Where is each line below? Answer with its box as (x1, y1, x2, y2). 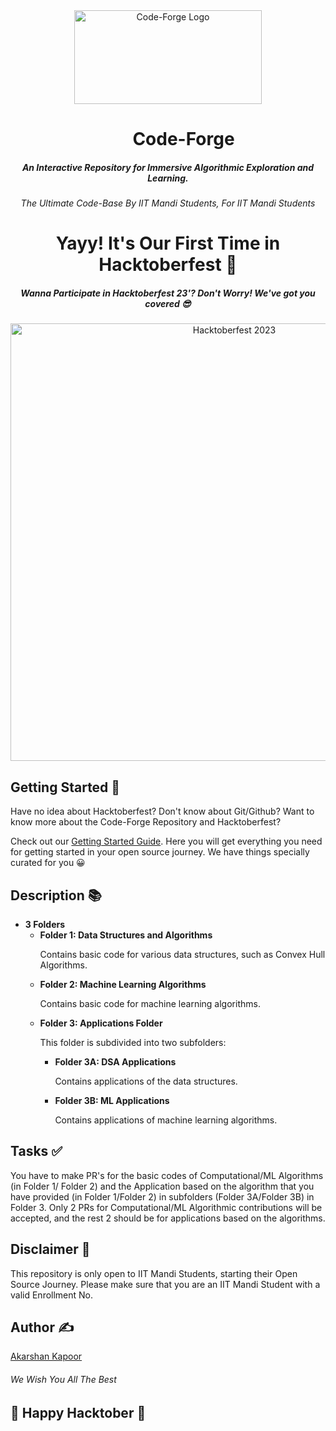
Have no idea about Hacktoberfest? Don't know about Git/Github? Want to (10, 805, 315, 818)
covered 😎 (144, 297, 192, 309)
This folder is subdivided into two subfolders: (39, 1036, 227, 1048)
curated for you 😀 (10, 857, 86, 869)
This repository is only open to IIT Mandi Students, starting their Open (10, 1267, 298, 1279)
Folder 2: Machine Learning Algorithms (39, 978, 207, 990)
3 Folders (24, 918, 66, 930)
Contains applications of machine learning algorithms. (54, 1114, 278, 1126)
